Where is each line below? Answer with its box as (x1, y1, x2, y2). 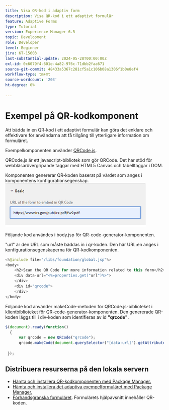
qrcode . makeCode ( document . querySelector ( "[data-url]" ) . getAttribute (18, 340, 165, 346)
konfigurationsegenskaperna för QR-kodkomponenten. (5, 247, 119, 253)
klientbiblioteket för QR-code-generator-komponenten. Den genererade (5, 309, 154, 315)
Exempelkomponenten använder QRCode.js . (5, 147, 97, 153)
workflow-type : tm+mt (5, 72, 51, 77)
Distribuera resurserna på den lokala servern (5, 365, 149, 374)
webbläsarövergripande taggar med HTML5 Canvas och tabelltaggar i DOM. (5, 162, 163, 168)
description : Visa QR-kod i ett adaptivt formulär (5, 13, 114, 19)
